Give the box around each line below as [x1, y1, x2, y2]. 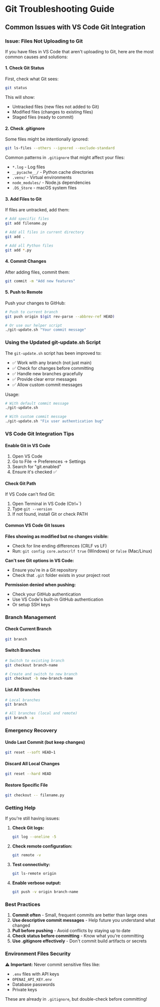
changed [12, 922, 30, 928]
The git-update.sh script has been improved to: [5, 350, 102, 356]
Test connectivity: [12, 862, 50, 868]
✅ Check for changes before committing [12, 365, 94, 371]
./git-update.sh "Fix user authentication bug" [5, 419, 104, 424]
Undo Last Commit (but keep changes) [5, 739, 85, 745]
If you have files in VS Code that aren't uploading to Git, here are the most [5, 48, 154, 54]
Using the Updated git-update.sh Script [5, 339, 101, 346]
